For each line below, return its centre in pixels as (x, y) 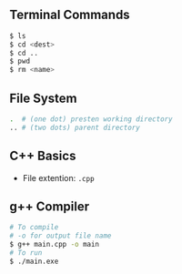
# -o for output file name (61, 236)
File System (43, 98)
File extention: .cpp (58, 178)
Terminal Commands (70, 15)
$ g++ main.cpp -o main (55, 245)
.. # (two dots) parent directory (75, 127)
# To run (26, 253)
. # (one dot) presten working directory (91, 119)
